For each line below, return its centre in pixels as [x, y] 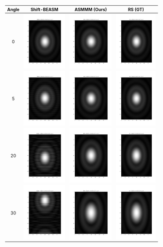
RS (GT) [136, 9]
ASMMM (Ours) [91, 9]
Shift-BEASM [45, 9]
